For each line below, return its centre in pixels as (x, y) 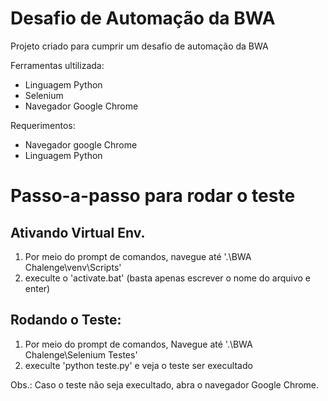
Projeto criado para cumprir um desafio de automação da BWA (139, 46)
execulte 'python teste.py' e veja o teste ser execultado (138, 365)
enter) (37, 288)
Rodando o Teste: (66, 320)
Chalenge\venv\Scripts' (73, 267)
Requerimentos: (43, 125)
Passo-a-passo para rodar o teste (153, 196)
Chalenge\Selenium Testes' (81, 354)
